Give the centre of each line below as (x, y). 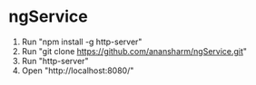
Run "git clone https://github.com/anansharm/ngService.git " (134, 51)
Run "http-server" (55, 61)
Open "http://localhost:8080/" (78, 71)
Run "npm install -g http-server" (82, 42)
